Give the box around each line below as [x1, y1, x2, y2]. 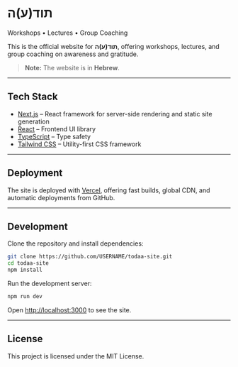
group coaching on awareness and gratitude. [7, 50, 139, 58]
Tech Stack [7, 91, 58, 103]
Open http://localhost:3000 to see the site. [7, 305, 132, 314]
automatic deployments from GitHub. [7, 193, 115, 202]
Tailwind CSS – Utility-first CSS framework [17, 140, 142, 148]
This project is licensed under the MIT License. [7, 351, 144, 360]
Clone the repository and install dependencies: [7, 239, 144, 248]
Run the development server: [7, 279, 92, 287]
